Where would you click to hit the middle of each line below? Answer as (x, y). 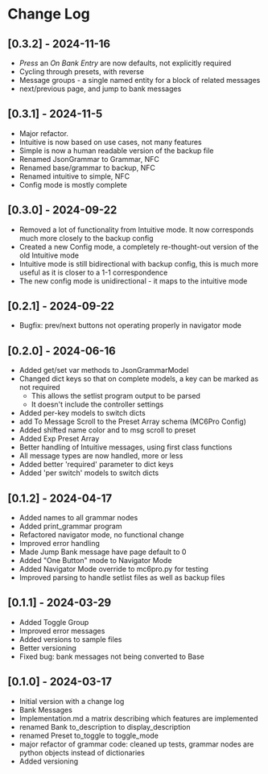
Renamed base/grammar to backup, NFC (87, 168)
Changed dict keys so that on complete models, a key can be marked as (139, 379)
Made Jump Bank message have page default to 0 (103, 552)
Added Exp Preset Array (59, 439)
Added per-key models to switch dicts (82, 413)
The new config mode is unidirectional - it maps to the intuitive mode (133, 281)
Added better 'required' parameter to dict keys (96, 465)
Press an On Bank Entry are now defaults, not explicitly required (125, 63)
